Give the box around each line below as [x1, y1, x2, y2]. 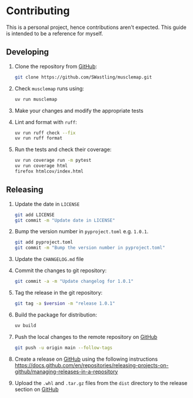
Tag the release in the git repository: [14, 289, 103, 296]
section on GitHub [14, 386, 59, 393]
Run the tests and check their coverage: [14, 146, 112, 153]
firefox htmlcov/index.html [14, 168, 84, 174]
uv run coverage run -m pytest [14, 158, 92, 164]
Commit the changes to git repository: [14, 267, 107, 274]
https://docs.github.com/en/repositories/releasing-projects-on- [14, 361, 169, 368]
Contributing [6, 4, 70, 18]
